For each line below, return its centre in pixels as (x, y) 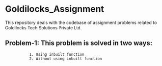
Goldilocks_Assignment (55, 9)
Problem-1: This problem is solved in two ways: (79, 43)
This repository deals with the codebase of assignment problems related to (81, 22)
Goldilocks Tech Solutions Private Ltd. (43, 27)
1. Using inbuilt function (57, 54)
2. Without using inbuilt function (66, 59)
